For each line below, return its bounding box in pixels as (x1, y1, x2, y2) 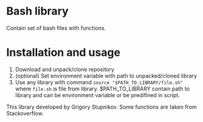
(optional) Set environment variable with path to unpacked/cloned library (15, 72, 198, 80)
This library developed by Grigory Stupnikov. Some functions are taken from (6, 103, 198, 110)
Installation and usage (6, 46, 120, 59)
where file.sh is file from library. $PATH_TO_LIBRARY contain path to (15, 85, 190, 92)
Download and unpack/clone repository (15, 66, 114, 73)
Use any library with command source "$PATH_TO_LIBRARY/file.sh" (15, 78, 184, 86)
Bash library (6, 4, 69, 18)
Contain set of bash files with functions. (6, 24, 106, 32)
